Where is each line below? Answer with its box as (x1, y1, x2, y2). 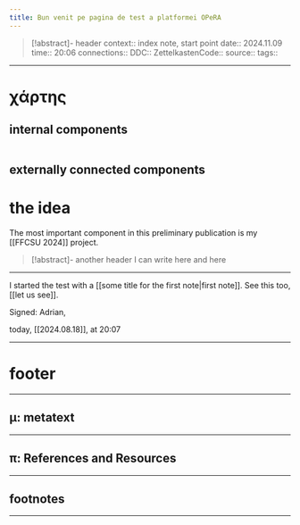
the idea (9, 198, 71, 219)
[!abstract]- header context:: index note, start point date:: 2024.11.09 (30, 37, 283, 48)
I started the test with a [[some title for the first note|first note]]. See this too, (9, 279, 291, 290)
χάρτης (9, 87, 67, 107)
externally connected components (9, 162, 205, 178)
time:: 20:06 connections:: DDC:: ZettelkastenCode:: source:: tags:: (30, 46, 279, 58)
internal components (9, 122, 128, 137)
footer (9, 363, 56, 384)
